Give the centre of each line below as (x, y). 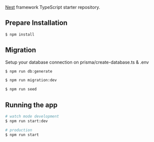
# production (19, 130)
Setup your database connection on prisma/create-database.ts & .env (77, 62)
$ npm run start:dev (27, 121)
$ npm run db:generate (29, 71)
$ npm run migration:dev (31, 80)
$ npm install (20, 34)
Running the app (31, 105)
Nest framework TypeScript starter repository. (53, 7)
